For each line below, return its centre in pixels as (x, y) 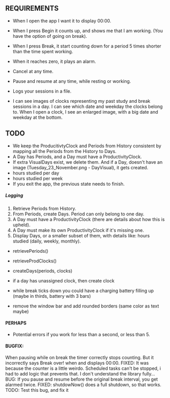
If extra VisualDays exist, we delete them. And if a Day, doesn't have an (88, 162)
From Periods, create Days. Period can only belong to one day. (78, 214)
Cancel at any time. (33, 71)
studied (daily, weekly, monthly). (47, 241)
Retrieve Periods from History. (44, 208)
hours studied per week (38, 178)
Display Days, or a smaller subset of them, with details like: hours (81, 235)
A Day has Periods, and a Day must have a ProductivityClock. (77, 157)
